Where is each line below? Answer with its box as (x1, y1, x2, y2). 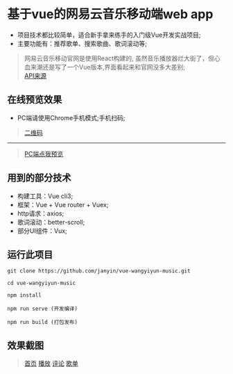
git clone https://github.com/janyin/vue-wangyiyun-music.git (7, 268, 191, 275)
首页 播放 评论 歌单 (24, 359, 78, 368)
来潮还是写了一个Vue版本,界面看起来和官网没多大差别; (30, 63, 186, 71)
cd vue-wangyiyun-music (7, 279, 76, 287)
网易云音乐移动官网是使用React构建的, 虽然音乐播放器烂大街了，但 (24, 54, 215, 63)
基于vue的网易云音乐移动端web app (7, 6, 214, 22)
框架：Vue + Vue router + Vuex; (17, 200, 109, 209)
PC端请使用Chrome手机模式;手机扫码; (17, 113, 126, 122)
